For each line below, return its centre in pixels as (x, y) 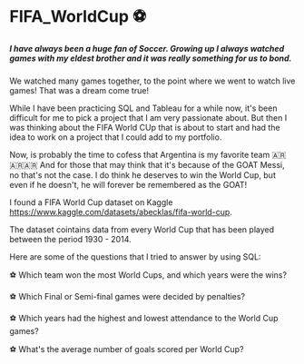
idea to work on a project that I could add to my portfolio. (116, 137)
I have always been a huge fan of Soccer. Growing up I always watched (147, 48)
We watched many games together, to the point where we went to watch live (152, 81)
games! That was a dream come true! (79, 91)
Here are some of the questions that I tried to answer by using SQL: (135, 257)
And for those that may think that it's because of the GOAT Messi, (162, 165)
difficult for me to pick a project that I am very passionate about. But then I (148, 118)
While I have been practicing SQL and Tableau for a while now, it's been (143, 108)
